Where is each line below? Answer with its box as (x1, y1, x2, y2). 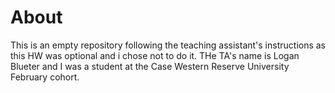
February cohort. (10, 71, 80, 83)
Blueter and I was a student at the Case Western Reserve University (10, 60, 290, 72)
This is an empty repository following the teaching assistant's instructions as (10, 39, 327, 51)
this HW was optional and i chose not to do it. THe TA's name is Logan (10, 49, 300, 61)
